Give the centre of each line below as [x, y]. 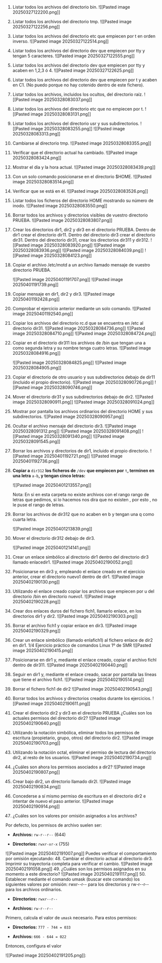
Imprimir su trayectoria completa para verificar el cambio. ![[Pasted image [79, 864]
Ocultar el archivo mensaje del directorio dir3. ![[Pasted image [74, 426]
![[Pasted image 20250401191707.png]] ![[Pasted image [68, 279]
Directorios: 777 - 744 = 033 [42, 927]
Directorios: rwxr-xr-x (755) [41, 844]
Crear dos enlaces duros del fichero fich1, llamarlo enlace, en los [77, 611]
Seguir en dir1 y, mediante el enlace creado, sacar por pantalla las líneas [84, 674]
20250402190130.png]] [36, 582]
